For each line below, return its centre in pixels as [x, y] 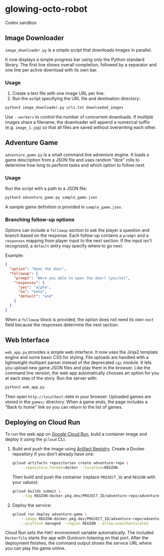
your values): [25, 482]
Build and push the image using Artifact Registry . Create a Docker [78, 449]
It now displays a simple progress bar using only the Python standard [75, 59]
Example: [14, 255]
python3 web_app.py [25, 387]
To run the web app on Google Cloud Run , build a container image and [76, 434]
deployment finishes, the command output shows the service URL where [78, 543]
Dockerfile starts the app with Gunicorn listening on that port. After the [77, 538]
